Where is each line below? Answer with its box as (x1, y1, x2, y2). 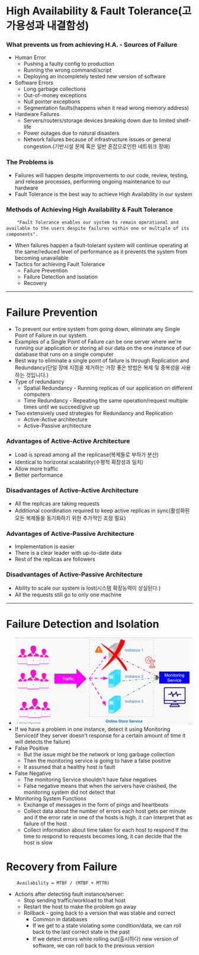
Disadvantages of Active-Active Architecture (6, 486, 139, 494)
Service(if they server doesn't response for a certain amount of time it (14, 732, 186, 739)
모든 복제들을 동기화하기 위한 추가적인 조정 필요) (14, 514, 126, 521)
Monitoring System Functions (14, 795, 87, 802)
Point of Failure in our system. (14, 332, 88, 339)
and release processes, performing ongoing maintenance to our (14, 178, 171, 185)
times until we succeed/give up (23, 403, 100, 411)
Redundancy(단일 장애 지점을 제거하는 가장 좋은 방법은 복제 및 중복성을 (14, 364, 180, 371)
